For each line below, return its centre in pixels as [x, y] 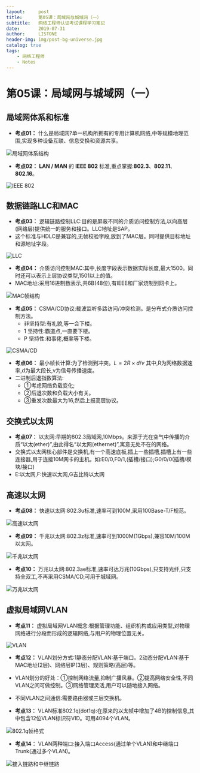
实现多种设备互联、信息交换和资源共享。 [71, 140]
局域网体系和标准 [38, 118]
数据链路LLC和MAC [42, 205]
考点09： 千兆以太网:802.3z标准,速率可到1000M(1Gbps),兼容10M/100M [102, 536]
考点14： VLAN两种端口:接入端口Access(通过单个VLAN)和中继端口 [97, 744]
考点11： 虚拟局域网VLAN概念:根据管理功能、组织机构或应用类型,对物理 [102, 625]
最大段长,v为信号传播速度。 [64, 371]
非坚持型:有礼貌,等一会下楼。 [59, 324]
